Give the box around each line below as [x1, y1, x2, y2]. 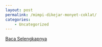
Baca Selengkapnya [5, 36, 47, 42]
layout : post [5, 7, 33, 13]
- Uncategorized [14, 21, 49, 27]
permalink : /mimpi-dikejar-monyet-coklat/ [5, 12, 97, 17]
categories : [5, 17, 31, 22]
